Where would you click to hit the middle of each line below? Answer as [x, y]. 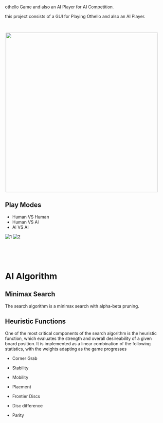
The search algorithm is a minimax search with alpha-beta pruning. [72, 306]
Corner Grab [25, 358]
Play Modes [23, 205]
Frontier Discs [26, 396]
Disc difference [27, 405]
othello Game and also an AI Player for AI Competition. [60, 7]
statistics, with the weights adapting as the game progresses [66, 349]
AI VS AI [20, 227]
